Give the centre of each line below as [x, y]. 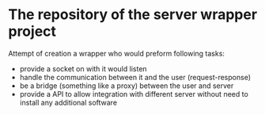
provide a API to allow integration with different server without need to [134, 94]
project [32, 31]
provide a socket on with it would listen [83, 68]
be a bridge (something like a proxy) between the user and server [127, 86]
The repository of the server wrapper [133, 15]
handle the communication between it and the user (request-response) [135, 77]
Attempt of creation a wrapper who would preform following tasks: [117, 53]
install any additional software [68, 102]
